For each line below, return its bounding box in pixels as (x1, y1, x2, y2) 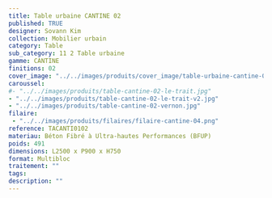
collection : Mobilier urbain (8, 34, 107, 43)
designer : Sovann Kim (8, 27, 82, 35)
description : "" (8, 177, 63, 186)
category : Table (8, 42, 63, 50)
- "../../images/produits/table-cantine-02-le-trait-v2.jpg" (8, 95, 219, 103)
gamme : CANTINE (8, 57, 60, 65)
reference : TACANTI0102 (8, 124, 89, 133)
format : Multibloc (8, 154, 70, 162)
